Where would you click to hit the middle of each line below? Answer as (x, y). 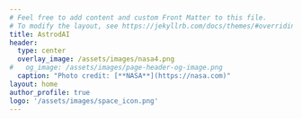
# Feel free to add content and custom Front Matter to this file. (138, 17)
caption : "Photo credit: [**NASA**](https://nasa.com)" (124, 76)
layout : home (34, 84)
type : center (42, 51)
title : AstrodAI (40, 34)
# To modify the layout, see (64, 26)
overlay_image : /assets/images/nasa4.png (96, 59)
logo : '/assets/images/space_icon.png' (84, 101)
